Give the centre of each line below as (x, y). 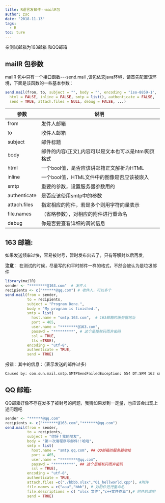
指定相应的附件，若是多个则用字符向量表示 (90, 205)
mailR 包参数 (24, 64)
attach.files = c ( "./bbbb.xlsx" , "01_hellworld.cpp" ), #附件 (88, 482)
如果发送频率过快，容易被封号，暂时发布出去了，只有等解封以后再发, (75, 255)
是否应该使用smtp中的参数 (71, 196)
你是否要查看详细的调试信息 (73, 223)
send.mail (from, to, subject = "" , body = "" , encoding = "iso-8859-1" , (81, 92)
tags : (11, 23)
